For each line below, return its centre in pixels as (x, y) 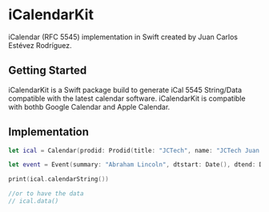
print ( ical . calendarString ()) (59, 179)
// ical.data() (34, 202)
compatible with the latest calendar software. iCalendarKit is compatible (127, 98)
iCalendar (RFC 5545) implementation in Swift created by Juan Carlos (123, 37)
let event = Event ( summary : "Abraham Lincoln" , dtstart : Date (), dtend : (132, 165)
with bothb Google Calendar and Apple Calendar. (89, 106)
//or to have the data (46, 194)
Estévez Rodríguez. (40, 45)
